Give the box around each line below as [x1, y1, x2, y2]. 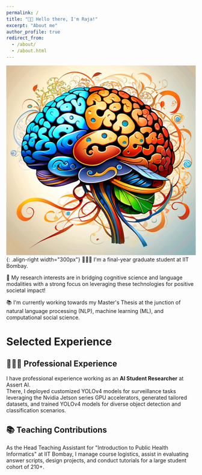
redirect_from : [6, 35, 44, 42]
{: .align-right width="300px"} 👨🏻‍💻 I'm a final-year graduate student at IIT [6, 256, 189, 263]
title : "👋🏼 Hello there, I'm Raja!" [6, 16, 98, 22]
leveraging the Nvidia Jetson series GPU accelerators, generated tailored [6, 394, 188, 401]
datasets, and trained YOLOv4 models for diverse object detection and [6, 400, 182, 408]
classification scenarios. [6, 406, 66, 414]
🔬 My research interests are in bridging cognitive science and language [6, 274, 183, 281]
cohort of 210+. [6, 463, 44, 470]
